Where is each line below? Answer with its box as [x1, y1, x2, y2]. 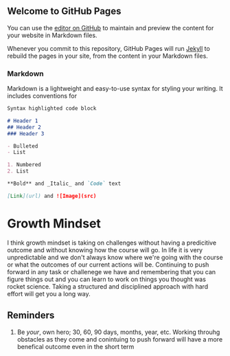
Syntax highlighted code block [7, 105, 97, 112]
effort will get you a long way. [7, 289, 91, 298]
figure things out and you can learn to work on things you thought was [7, 275, 206, 283]
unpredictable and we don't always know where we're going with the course [7, 253, 223, 261]
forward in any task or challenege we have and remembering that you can [7, 267, 216, 276]
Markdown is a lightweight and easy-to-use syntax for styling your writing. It [7, 85, 223, 93]
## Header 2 [7, 124, 41, 131]
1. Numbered [7, 162, 41, 168]
